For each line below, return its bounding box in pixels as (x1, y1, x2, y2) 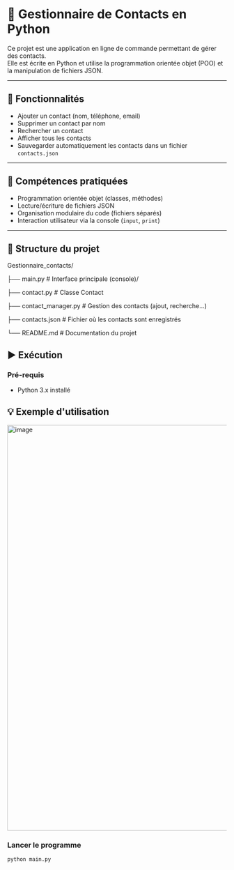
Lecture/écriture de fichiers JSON (17, 201, 115, 210)
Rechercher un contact (17, 126, 84, 135)
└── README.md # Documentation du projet (7, 329, 137, 337)
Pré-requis (7, 369, 45, 379)
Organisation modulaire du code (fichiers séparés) (17, 208, 162, 217)
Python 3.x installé (17, 386, 71, 395)
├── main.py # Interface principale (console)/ (7, 275, 139, 283)
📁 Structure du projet (7, 243, 100, 254)
